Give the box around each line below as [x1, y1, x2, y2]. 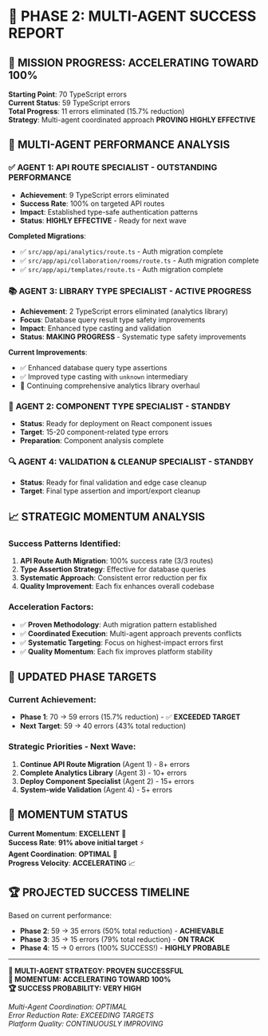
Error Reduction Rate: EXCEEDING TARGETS [8, 1010, 154, 1020]
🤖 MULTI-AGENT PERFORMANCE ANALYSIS [8, 138, 231, 152]
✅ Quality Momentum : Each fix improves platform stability [19, 647, 213, 656]
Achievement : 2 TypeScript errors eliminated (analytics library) [19, 306, 229, 316]
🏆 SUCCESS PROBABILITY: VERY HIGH [8, 983, 142, 993]
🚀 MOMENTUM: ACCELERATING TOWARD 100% [8, 975, 171, 984]
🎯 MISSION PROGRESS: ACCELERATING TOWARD [8, 56, 259, 69]
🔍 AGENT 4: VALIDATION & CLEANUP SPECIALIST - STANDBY [8, 457, 254, 468]
